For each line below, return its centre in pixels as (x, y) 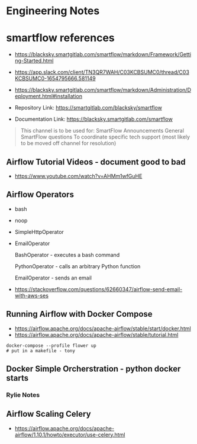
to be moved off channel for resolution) (68, 143)
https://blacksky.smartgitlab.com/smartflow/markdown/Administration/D (103, 90)
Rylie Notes (23, 395)
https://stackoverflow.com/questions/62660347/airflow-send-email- (98, 289)
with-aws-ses (32, 295)
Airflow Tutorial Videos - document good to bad (96, 162)
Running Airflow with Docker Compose (79, 314)
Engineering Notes (53, 11)
